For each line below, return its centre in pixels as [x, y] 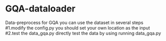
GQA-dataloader [40, 9]
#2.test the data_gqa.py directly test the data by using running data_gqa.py [83, 33]
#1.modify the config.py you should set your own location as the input [78, 27]
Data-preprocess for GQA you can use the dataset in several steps [74, 22]
